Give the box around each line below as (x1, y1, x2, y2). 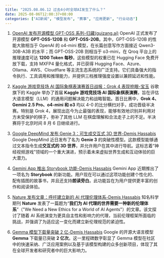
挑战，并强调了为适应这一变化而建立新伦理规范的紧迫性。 (12, 219, 128, 225)
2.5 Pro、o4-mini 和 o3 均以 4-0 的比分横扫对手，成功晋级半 (28, 102, 150, 108)
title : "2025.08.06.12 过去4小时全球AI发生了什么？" (5, 7, 106, 12)
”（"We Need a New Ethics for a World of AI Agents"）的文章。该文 (16, 207, 152, 212)
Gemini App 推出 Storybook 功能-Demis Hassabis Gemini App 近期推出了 (12, 165, 159, 171)
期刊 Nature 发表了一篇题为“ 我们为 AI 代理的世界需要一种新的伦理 (12, 200, 144, 206)
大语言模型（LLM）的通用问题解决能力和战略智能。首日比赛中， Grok (12, 96, 151, 102)
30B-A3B (12, 48, 31, 54)
